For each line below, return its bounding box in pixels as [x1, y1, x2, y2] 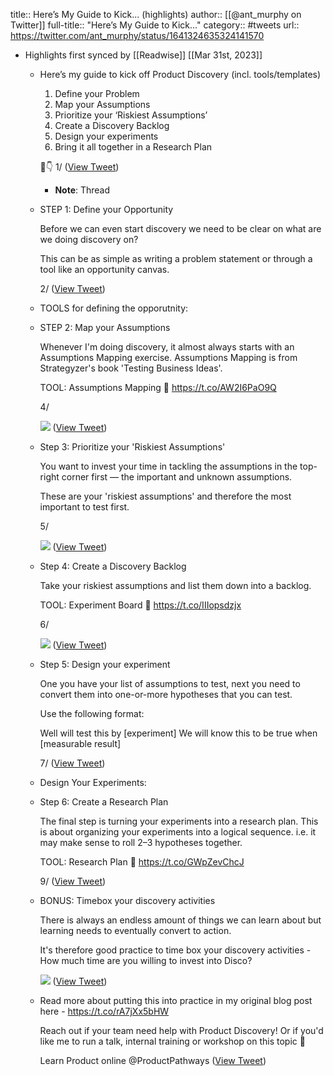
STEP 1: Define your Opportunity [39, 204, 174, 215]
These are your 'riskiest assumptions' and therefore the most [39, 490, 292, 502]
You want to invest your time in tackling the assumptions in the [39, 460, 298, 472]
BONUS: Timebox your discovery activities [39, 895, 216, 906]
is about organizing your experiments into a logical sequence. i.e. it [39, 826, 317, 838]
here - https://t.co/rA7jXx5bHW [39, 1005, 170, 1017]
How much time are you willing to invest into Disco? [39, 955, 253, 966]
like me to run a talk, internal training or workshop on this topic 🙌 [39, 1035, 306, 1047]
